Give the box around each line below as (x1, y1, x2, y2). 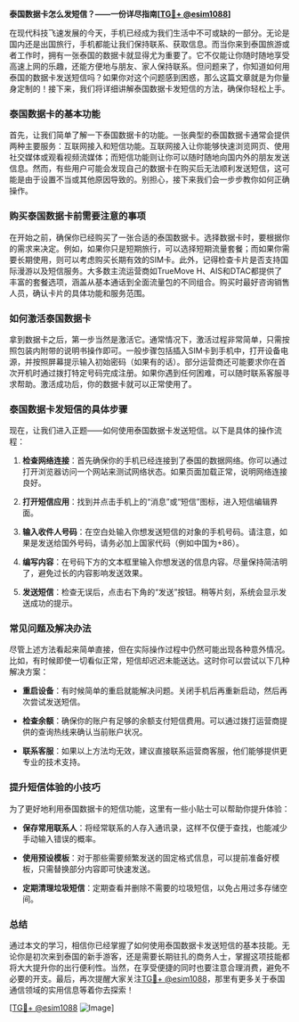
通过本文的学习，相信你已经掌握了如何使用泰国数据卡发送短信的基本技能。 (9, 940, 282, 951)
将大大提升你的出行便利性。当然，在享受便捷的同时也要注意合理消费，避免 (9, 962, 282, 973)
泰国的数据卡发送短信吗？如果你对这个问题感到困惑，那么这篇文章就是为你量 (9, 72, 290, 83)
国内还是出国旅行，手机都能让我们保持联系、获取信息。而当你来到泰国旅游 (9, 39, 282, 49)
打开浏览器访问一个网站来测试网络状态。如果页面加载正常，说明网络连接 (21, 466, 287, 477)
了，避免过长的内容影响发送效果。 (21, 568, 148, 579)
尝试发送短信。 (29, 696, 85, 707)
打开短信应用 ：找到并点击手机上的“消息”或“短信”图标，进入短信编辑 (21, 497, 271, 507)
